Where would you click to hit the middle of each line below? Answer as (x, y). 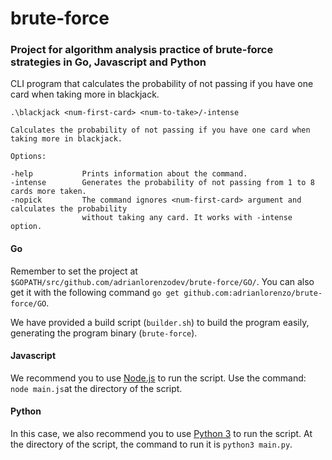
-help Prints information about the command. (129, 174)
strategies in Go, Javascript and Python (108, 62)
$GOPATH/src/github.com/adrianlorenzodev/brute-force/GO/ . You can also (162, 281)
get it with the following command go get (95, 292)
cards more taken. (48, 192)
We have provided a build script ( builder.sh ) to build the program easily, (160, 322)
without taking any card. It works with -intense (187, 218)
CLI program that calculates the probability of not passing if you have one (162, 84)
